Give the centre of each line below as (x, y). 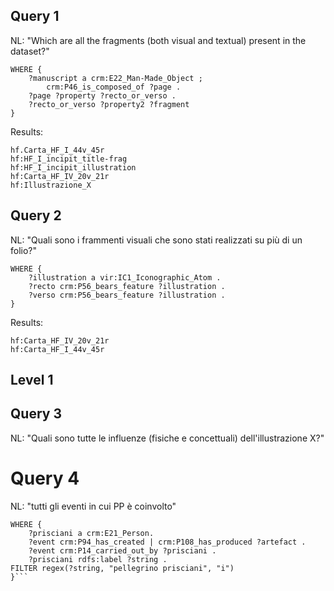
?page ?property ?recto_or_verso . (102, 95)
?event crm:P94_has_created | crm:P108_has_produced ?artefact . (167, 542)
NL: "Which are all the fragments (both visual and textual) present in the (158, 40)
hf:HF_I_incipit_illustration (73, 167)
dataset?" (30, 51)
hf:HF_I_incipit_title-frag (69, 159)
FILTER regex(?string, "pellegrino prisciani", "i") (122, 568)
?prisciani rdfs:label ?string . (98, 559)
